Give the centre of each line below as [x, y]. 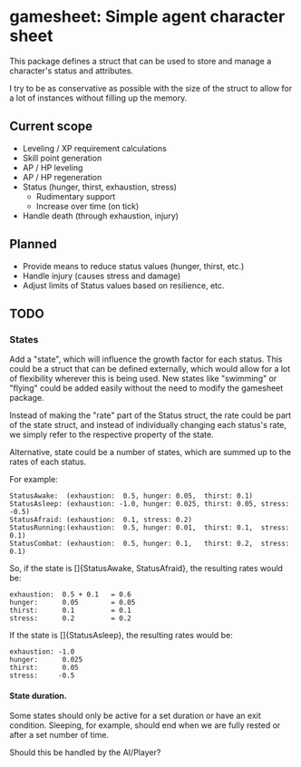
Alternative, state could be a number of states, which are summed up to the [150, 452]
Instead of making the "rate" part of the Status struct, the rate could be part [150, 415]
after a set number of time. [59, 735]
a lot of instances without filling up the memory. [98, 98]
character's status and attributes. [72, 71]
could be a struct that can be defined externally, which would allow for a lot [150, 369]
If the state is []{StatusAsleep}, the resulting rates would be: [121, 636]
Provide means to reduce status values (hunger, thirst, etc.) [133, 266]
